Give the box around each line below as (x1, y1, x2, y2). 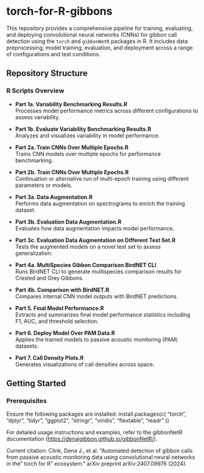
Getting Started (6, 378, 66, 389)
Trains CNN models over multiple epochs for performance (15, 150, 161, 157)
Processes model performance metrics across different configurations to (15, 107, 199, 114)
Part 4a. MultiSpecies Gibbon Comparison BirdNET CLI (15, 261, 157, 268)
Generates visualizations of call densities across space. (15, 361, 155, 368)
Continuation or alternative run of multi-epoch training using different (15, 175, 189, 182)
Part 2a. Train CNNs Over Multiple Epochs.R (15, 144, 129, 151)
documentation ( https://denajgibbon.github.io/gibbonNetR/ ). (6, 435, 158, 442)
